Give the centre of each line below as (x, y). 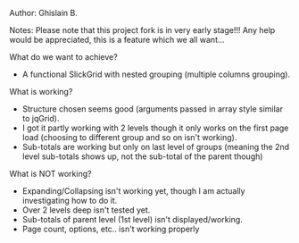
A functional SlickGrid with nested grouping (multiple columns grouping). (156, 74)
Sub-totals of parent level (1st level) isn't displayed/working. (132, 219)
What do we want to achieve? (63, 57)
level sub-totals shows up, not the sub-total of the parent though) (142, 156)
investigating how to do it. (70, 201)
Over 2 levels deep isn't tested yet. (86, 210)
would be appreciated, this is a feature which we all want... (117, 40)
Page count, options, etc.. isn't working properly (111, 229)
